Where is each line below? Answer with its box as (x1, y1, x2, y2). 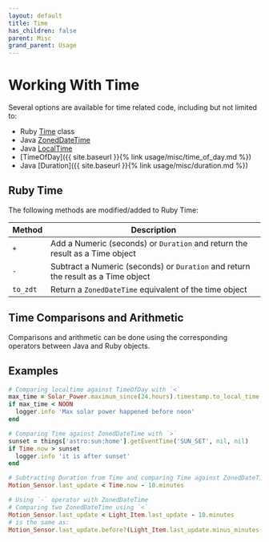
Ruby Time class (19, 127, 75, 136)
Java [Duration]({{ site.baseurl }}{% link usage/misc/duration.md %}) (19, 161, 248, 171)
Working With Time (8, 76, 140, 95)
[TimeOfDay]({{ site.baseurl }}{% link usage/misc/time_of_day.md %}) (19, 152, 252, 162)
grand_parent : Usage (8, 42, 78, 50)
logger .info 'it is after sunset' (15, 452, 130, 460)
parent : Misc (8, 34, 52, 42)
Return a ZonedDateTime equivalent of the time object (50, 284, 247, 295)
